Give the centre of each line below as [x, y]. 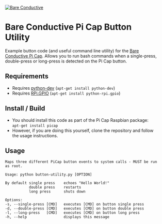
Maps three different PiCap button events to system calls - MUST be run [81, 162]
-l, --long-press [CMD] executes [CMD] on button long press [72, 213]
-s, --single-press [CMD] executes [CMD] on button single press [75, 204]
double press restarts [55, 187]
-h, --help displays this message [57, 217]
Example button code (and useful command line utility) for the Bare [72, 50]
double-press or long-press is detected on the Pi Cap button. [66, 61]
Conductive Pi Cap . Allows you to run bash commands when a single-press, [81, 56]
